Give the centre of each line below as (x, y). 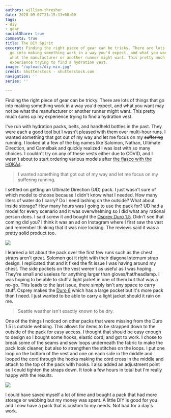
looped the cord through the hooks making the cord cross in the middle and (84, 359)
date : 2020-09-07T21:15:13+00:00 (41, 15)
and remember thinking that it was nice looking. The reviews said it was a (82, 227)
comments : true (21, 39)
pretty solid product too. (31, 233)
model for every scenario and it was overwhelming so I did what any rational (85, 211)
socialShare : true (25, 34)
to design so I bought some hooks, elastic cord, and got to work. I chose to (84, 337)
